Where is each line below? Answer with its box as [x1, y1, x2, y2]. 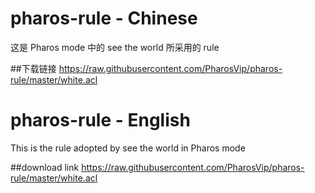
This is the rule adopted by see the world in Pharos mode [10, 142, 246, 154]
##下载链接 [10, 62, 57, 74]
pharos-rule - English [10, 109, 191, 132]
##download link [10, 161, 80, 173]
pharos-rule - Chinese [10, 7, 198, 30]
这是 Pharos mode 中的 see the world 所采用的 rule [10, 41, 220, 53]
